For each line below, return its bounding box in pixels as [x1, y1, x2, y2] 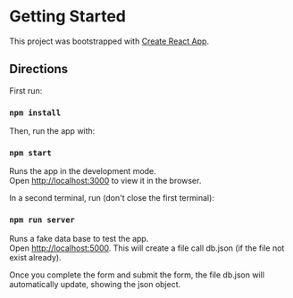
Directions [9, 62, 69, 77]
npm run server [9, 215, 76, 225]
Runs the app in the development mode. [9, 166, 156, 177]
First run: [9, 85, 43, 95]
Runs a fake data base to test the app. [9, 233, 149, 244]
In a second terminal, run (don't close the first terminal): [9, 193, 214, 203]
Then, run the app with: [9, 126, 96, 137]
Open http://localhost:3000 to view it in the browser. [9, 176, 202, 186]
